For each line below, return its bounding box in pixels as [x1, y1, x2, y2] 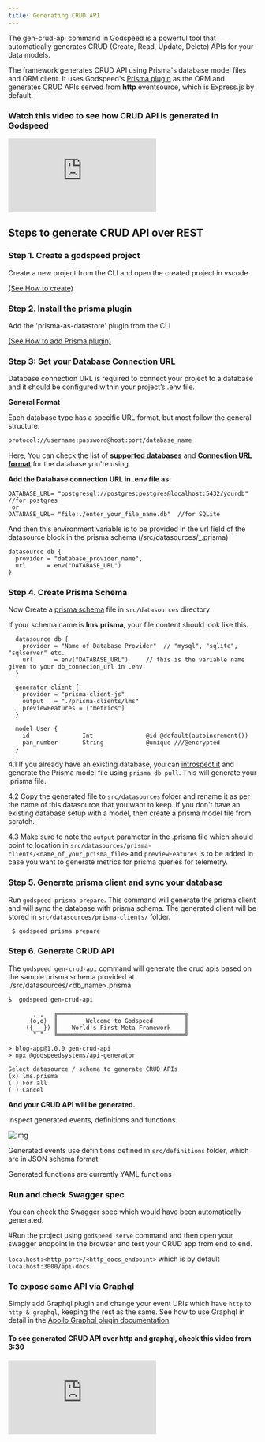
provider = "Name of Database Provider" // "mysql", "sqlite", [22, 642, 238, 650]
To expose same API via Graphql [8, 1280, 135, 1291]
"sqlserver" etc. [8, 649, 65, 657]
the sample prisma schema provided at [8, 972, 135, 981]
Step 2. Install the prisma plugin [8, 303, 132, 314]
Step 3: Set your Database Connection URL [8, 356, 176, 367]
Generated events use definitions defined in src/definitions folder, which [8, 1145, 249, 1155]
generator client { [15, 684, 80, 691]
